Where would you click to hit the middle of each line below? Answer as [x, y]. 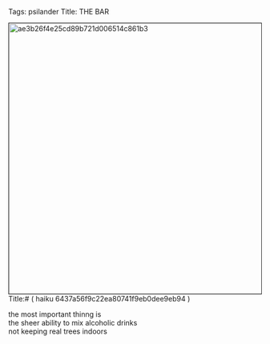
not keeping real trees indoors [58, 331]
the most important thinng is [55, 314]
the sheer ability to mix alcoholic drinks [73, 323]
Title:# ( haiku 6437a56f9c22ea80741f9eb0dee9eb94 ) [99, 299]
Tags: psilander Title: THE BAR [59, 12]
